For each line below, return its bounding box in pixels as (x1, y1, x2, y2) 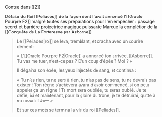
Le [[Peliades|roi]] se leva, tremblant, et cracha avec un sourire (16, 38, 143, 44)
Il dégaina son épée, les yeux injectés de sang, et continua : (16, 67, 137, 73)
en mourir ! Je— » (16, 98, 53, 103)
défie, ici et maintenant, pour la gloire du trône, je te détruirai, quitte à (16, 92, 156, 98)
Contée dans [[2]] (5, 4, 41, 10)
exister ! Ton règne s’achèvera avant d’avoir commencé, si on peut (16, 82, 149, 88)
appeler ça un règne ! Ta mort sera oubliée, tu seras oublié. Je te (16, 87, 146, 93)
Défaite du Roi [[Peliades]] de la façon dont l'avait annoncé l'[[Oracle (5, 14, 143, 19)
